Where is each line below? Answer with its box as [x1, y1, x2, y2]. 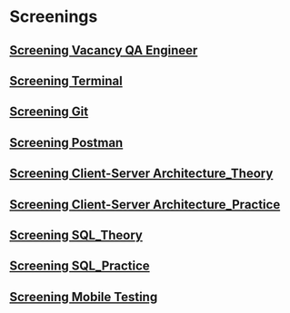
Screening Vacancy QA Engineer [9, 43, 198, 58]
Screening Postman [9, 134, 124, 151]
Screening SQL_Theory [9, 227, 143, 242]
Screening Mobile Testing [9, 289, 158, 305]
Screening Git [9, 104, 89, 120]
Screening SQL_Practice [9, 259, 150, 274]
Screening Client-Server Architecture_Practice [9, 197, 281, 212]
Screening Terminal [9, 73, 123, 88]
